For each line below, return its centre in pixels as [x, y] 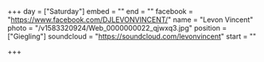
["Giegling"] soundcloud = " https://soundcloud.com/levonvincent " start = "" [132, 36]
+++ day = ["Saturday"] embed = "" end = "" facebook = [101, 11]
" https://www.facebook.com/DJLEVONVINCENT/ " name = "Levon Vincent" [130, 20]
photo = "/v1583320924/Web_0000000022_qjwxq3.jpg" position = [117, 28]
